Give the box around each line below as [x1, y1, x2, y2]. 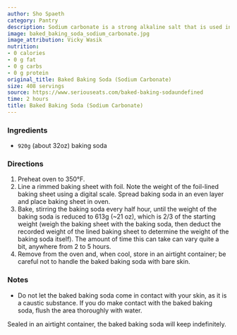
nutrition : [7, 43, 39, 50]
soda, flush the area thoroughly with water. [17, 306, 142, 315]
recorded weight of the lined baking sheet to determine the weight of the [17, 227, 229, 236]
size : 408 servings [7, 83, 65, 90]
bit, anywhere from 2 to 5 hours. [17, 243, 111, 251]
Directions [7, 159, 44, 169]
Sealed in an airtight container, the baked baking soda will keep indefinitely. [7, 319, 227, 328]
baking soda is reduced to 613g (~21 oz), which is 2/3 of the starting [17, 212, 217, 221]
